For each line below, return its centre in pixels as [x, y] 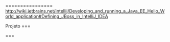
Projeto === [18, 26]
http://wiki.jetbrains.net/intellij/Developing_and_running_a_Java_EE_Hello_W [85, 11]
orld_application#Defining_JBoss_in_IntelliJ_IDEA [57, 16]
